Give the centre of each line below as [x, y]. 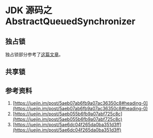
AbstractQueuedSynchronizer [70, 21]
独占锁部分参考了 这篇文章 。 [34, 54]
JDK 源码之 [29, 10]
